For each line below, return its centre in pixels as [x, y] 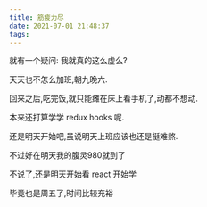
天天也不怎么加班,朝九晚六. [59, 79]
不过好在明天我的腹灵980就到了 [68, 155]
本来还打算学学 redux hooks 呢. [67, 118]
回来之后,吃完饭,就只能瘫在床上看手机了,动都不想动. [104, 98]
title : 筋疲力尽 [37, 17]
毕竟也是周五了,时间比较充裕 [62, 194]
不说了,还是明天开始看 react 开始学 [73, 174]
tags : [19, 34]
